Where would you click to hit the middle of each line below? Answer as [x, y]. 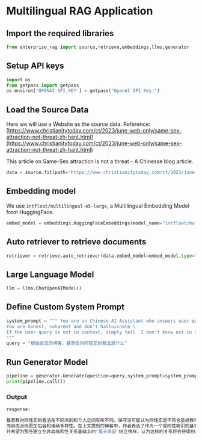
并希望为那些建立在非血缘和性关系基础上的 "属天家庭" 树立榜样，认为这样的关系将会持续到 [101, 432]
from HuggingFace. [30, 212]
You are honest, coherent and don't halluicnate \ [71, 326]
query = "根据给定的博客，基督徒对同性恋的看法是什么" [67, 343]
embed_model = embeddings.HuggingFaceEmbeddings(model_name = [84, 223]
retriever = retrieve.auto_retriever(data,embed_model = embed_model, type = [101, 256]
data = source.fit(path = [37, 173]
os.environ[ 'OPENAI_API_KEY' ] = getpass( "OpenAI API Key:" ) [83, 91]
